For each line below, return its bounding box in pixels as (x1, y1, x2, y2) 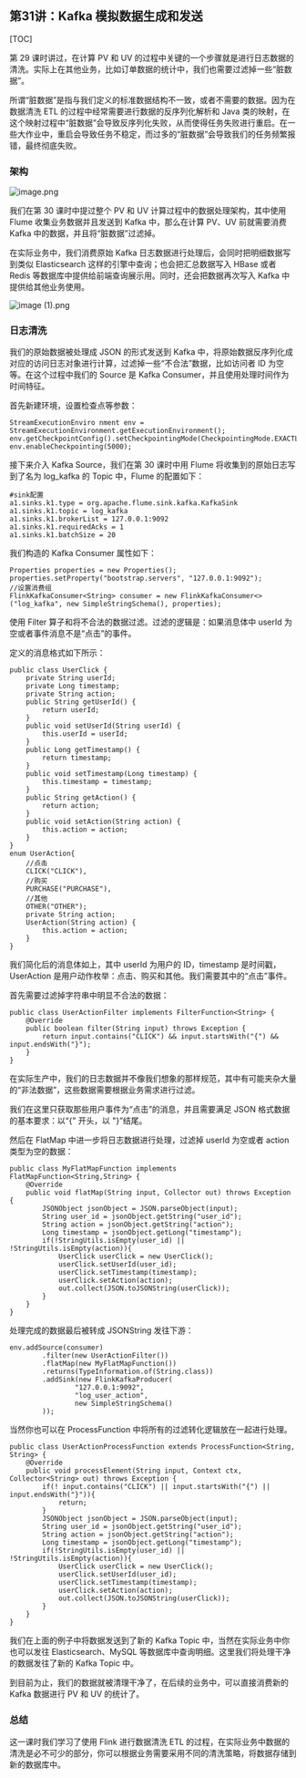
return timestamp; (42, 753, 112, 763)
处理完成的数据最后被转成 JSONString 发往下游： (9, 1325, 194, 1336)
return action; (42, 801, 100, 811)
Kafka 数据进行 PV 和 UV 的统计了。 (9, 1689, 145, 1700)
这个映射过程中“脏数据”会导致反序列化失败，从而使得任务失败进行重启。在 (9, 117, 289, 128)
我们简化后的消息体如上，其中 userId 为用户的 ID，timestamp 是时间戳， (9, 959, 281, 970)
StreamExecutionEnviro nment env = (9, 419, 145, 428)
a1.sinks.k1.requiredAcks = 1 (9, 522, 125, 532)
